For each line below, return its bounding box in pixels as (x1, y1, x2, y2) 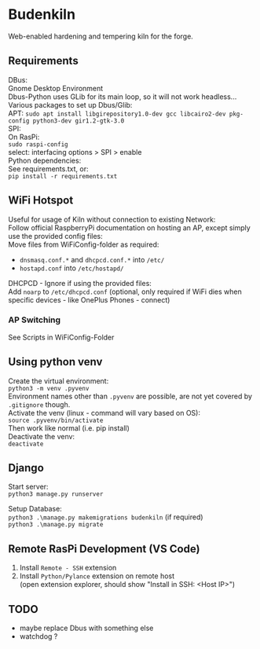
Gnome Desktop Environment (8, 83, 104, 93)
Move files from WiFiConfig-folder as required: (8, 240, 159, 249)
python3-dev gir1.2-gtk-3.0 (32, 116, 125, 125)
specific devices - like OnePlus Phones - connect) (8, 295, 170, 304)
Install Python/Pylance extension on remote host (19, 571, 175, 581)
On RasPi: (8, 132, 40, 141)
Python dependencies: (8, 156, 82, 165)
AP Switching (8, 314, 61, 325)
